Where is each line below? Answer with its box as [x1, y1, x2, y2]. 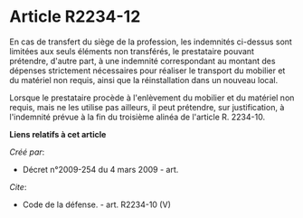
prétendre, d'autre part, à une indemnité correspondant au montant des [9, 55, 276, 66]
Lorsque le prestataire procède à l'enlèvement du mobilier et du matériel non [9, 92, 295, 103]
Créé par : [9, 147, 45, 157]
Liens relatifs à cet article [9, 128, 107, 139]
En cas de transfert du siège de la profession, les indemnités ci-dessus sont [9, 36, 292, 47]
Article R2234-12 [9, 6, 141, 27]
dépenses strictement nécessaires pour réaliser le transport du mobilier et [9, 65, 286, 76]
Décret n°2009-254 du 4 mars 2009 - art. [22, 164, 179, 175]
